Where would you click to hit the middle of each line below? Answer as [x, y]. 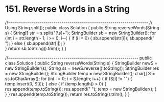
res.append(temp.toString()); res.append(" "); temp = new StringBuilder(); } [81, 89]
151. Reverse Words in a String [68, 9]
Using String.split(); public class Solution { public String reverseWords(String [82, 27]
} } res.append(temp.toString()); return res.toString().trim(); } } [68, 94]
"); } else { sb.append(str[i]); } [35, 43]
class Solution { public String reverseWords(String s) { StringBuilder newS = [81, 63]
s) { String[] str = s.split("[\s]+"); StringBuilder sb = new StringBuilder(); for [81, 33]
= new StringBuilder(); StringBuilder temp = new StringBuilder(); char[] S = [80, 73]
